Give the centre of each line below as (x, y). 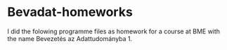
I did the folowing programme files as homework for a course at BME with (113, 31)
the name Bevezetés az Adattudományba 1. (70, 38)
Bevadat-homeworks (70, 12)
